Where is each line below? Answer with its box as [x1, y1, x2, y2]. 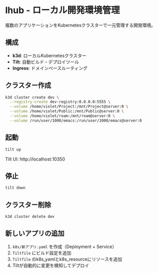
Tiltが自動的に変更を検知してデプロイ [12, 262, 89, 268]
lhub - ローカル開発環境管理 [5, 5, 120, 16]
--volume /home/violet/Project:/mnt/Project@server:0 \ [9, 104, 128, 109]
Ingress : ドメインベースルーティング [12, 65, 88, 71]
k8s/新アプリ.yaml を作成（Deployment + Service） [12, 243, 117, 249]
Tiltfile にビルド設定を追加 [12, 249, 71, 256]
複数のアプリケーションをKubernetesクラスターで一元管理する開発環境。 [5, 22, 156, 28]
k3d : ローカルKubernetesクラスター [12, 52, 86, 58]
